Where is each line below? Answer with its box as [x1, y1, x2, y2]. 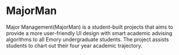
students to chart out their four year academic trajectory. [6, 42, 143, 49]
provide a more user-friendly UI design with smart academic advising [6, 29, 173, 36]
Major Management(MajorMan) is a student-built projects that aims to [6, 23, 173, 30]
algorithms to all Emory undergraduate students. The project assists [6, 36, 169, 43]
